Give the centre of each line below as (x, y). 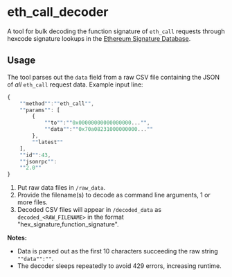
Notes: (17, 238)
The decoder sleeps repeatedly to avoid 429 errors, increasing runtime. (119, 266)
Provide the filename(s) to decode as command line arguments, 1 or (114, 195)
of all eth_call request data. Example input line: (75, 84)
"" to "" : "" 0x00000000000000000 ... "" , (97, 123)
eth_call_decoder (58, 12)
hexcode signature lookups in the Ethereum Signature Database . (99, 38)
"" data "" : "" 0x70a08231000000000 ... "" (99, 129)
